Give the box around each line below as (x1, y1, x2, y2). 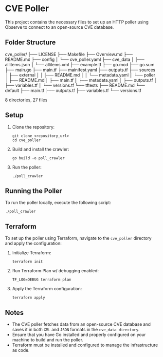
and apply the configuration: (5, 241, 62, 246)
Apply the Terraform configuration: (12, 286, 82, 292)
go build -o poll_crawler (12, 155, 65, 161)
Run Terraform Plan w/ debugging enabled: (12, 268, 99, 274)
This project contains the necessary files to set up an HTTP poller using (5, 19, 149, 25)
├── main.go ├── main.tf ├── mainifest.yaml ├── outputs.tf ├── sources (5, 67, 156, 73)
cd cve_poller (12, 137, 41, 143)
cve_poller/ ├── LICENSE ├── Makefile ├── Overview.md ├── (5, 51, 133, 57)
